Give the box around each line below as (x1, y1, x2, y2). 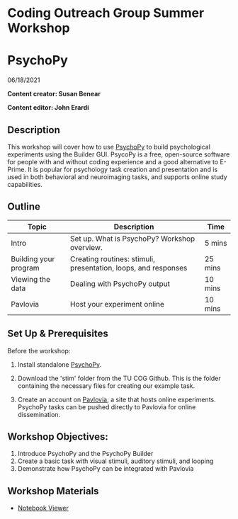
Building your (11, 253, 55, 263)
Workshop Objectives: (7, 430, 108, 443)
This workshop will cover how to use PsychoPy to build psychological (7, 142, 211, 151)
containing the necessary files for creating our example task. (17, 381, 195, 390)
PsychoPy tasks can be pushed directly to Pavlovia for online (17, 402, 196, 411)
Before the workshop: (7, 346, 71, 355)
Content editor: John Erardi (7, 103, 90, 112)
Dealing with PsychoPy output (69, 278, 170, 288)
